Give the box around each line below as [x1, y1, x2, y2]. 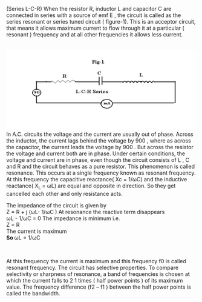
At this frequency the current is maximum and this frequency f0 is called [6, 257, 186, 264]
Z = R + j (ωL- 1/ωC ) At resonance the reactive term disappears [6, 208, 165, 215]
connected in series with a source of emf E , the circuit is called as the [6, 12, 181, 19]
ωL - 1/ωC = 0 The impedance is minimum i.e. [6, 215, 120, 222]
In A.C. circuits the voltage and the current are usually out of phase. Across [6, 130, 194, 138]
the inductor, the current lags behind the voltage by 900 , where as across [6, 136, 192, 144]
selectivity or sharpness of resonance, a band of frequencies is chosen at [6, 270, 191, 278]
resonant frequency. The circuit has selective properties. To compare [6, 264, 179, 271]
